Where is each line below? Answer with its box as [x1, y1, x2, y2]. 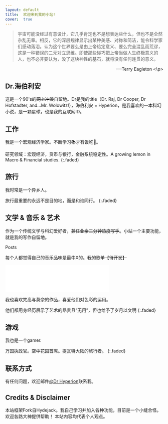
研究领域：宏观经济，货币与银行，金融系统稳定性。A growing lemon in [5, 151, 151, 157]
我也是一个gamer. [5, 337, 42, 343]
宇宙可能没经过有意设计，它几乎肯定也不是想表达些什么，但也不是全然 [17, 31, 163, 37]
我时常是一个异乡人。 [5, 186, 49, 193]
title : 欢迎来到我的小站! [5, 12, 56, 17]
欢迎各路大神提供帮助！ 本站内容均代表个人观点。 [5, 413, 108, 419]
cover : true [5, 17, 33, 22]
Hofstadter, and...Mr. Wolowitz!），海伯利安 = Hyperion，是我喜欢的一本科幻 [5, 102, 162, 108]
